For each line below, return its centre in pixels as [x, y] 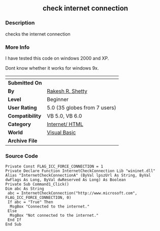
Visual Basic [61, 132]
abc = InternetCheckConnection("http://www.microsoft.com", [72, 193]
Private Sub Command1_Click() [37, 184]
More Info [18, 47]
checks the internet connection [38, 34]
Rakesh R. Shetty [67, 91]
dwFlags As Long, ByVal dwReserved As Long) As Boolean [66, 180]
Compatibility [25, 115]
